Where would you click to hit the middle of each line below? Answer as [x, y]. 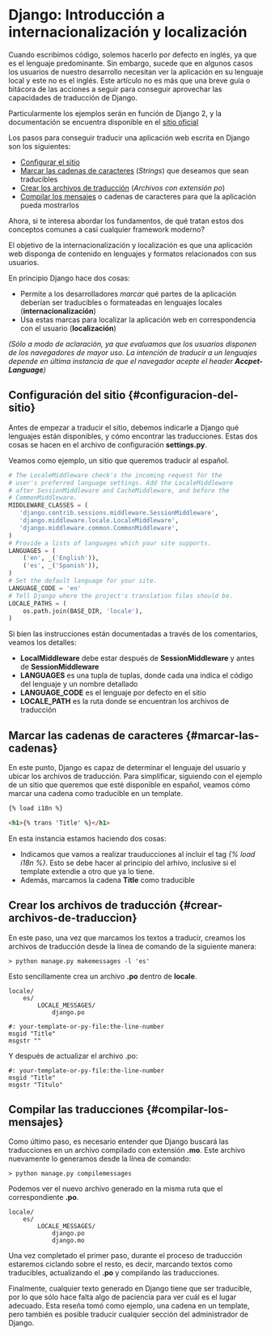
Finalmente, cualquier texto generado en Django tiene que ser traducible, [130, 1289]
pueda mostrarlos [49, 205]
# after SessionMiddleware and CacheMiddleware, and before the [119, 490]
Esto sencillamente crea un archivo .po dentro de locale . [103, 976]
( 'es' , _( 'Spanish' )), [61, 566]
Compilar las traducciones [76, 1109]
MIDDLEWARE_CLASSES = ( [49, 505]
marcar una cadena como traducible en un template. [96, 794]
